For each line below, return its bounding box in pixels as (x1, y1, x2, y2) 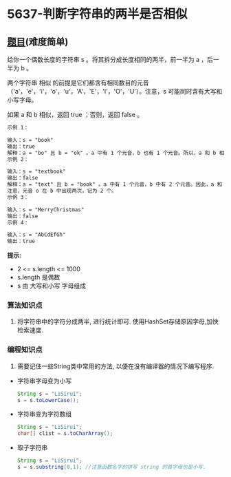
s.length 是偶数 (16, 273, 60, 282)
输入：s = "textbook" (7, 168, 66, 176)
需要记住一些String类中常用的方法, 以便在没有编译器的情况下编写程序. (16, 362, 214, 370)
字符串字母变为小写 (16, 377, 72, 385)
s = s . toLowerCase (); (16, 396, 80, 403)
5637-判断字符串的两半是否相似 (7, 6, 188, 22)
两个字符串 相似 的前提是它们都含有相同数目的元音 (7, 78, 149, 87)
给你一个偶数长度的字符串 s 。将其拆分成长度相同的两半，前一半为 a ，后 (7, 56, 213, 63)
